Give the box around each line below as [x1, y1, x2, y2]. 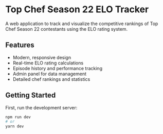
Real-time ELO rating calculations [12, 60, 84, 66]
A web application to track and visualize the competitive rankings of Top [5, 20, 158, 27]
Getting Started [5, 91, 56, 100]
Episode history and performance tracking [12, 65, 103, 71]
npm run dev [5, 114, 31, 120]
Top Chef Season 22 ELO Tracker [5, 4, 149, 15]
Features [5, 41, 34, 50]
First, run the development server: [5, 104, 78, 110]
